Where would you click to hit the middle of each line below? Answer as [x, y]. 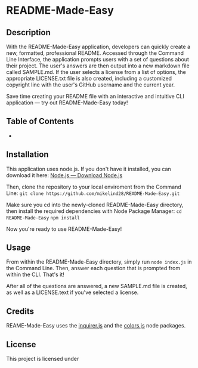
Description [28, 33]
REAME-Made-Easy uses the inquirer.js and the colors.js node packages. [96, 326]
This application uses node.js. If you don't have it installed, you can [89, 169]
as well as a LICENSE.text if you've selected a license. [72, 292]
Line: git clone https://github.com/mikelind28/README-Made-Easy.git [93, 193]
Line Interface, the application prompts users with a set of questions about [98, 59]
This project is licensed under [43, 359]
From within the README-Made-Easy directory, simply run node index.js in [99, 262]
